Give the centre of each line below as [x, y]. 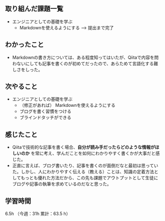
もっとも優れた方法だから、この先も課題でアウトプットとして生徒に [89, 178]
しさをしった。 [27, 70]
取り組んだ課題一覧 [34, 9]
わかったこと [25, 45]
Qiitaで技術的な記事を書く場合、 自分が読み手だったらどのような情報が [83, 147]
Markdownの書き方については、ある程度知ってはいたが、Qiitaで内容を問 [85, 57]
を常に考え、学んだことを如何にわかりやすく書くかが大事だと [93, 153]
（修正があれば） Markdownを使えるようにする [68, 105]
